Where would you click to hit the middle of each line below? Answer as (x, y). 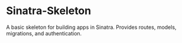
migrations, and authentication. (44, 33)
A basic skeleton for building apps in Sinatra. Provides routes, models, (91, 27)
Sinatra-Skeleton (49, 11)
